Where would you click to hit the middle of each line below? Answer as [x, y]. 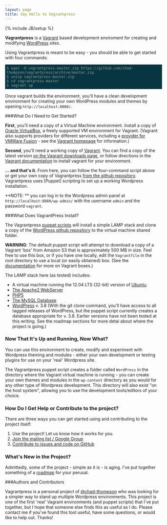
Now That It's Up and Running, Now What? [57, 339]
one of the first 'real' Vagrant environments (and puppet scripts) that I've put [82, 502]
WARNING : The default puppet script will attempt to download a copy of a [80, 245]
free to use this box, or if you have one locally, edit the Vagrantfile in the [79, 255]
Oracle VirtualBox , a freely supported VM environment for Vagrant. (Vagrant [81, 130]
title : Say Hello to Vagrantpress [40, 14]
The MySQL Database [34, 300]
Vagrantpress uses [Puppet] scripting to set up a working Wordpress [74, 181]
